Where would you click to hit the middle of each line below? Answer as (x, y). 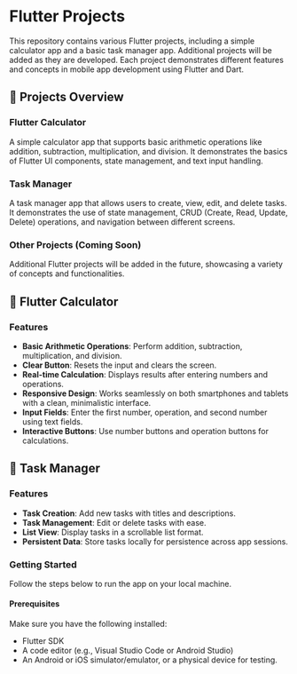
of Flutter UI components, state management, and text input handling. (136, 161)
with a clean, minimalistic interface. (86, 402)
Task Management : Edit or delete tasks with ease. (114, 522)
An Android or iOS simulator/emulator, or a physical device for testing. (149, 660)
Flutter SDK (43, 641)
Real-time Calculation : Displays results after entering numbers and (145, 374)
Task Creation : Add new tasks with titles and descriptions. (129, 513)
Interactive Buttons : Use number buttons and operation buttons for (145, 431)
